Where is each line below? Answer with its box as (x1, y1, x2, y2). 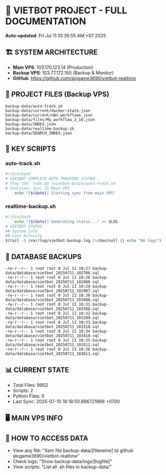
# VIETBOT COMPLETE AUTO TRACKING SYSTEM (5, 176, 95, 182)
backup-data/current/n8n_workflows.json (5, 112, 93, 117)
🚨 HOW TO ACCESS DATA (5, 433, 89, 443)
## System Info (5, 228, 38, 234)
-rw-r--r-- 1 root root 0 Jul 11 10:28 (5, 274, 91, 280)
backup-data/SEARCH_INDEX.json (5, 130, 72, 135)
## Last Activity (5, 233, 43, 239)
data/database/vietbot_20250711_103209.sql (5, 315, 100, 320)
